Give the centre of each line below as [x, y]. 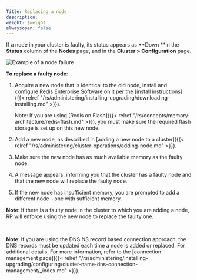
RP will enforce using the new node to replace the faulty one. [80, 216]
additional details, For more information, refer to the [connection [84, 252]
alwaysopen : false [29, 28]
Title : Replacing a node [36, 11]
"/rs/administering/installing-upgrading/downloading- [105, 98]
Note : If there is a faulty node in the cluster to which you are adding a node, [98, 210]
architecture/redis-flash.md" [49, 122]
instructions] [167, 91]
